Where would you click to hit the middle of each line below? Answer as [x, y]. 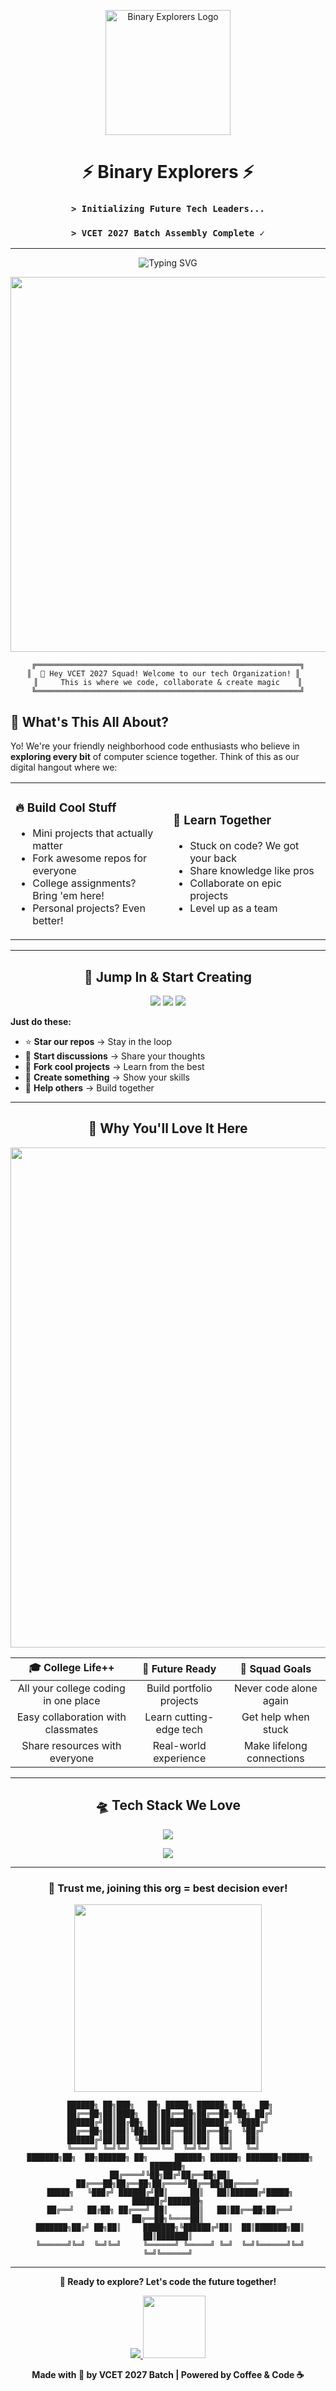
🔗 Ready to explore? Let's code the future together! [168, 2281]
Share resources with [71, 1745]
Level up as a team [233, 908]
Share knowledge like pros [252, 871]
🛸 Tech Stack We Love [168, 1805]
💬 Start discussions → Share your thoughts [115, 1056]
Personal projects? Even [89, 908]
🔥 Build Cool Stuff [66, 808]
